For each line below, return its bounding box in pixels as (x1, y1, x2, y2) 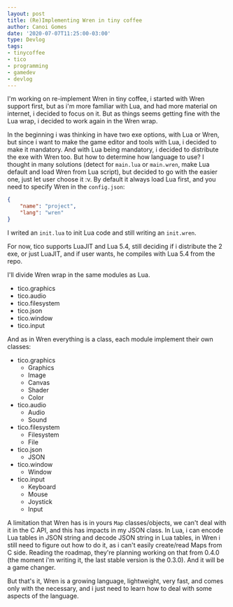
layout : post (7, 10, 45, 18)
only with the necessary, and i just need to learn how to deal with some (7, 584, 212, 592)
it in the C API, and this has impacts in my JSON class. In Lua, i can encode (7, 526, 224, 534)
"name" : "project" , (20, 203, 77, 210)
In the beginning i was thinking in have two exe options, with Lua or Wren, (7, 130, 220, 139)
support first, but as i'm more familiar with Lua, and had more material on (7, 102, 218, 111)
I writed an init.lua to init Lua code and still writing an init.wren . (7, 229, 197, 237)
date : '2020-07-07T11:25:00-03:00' (7, 29, 111, 37)
